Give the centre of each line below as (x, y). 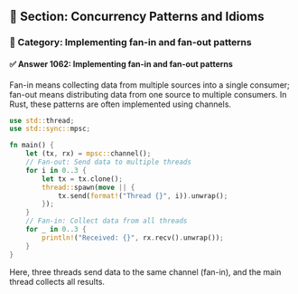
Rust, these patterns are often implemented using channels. (121, 104)
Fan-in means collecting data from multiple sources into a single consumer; (150, 85)
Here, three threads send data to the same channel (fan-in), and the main (145, 271)
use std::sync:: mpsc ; (50, 129)
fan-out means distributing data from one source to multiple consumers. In (148, 94)
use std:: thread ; (42, 120)
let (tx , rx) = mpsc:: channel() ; (88, 154)
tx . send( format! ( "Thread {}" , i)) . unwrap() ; (143, 195)
